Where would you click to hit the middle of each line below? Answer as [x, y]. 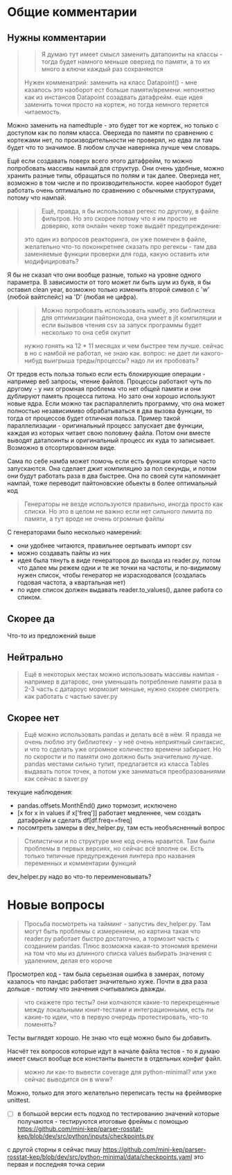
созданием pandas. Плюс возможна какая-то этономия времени [121, 946]
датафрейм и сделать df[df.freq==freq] [75, 820]
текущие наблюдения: [40, 792]
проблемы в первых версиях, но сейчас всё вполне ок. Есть [114, 848]
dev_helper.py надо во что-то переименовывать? [79, 877]
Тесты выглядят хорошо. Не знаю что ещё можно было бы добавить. [110, 1038]
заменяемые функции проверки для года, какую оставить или [117, 254]
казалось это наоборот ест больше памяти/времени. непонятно [119, 90]
